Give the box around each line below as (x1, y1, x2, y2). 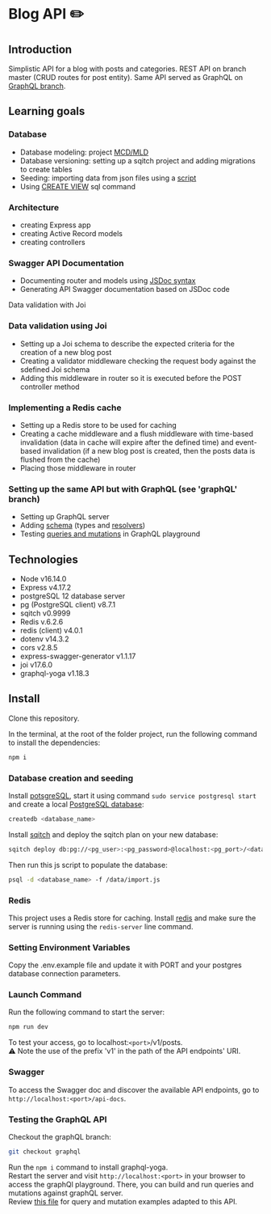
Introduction (8, 42, 73, 56)
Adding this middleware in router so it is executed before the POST (19, 373, 242, 383)
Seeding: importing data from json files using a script (19, 173, 197, 183)
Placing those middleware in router (19, 463, 136, 472)
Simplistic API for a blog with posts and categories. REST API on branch (8, 64, 247, 74)
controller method (19, 382, 80, 391)
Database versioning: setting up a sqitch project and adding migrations (19, 155, 256, 165)
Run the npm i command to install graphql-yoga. (8, 1162, 169, 1172)
